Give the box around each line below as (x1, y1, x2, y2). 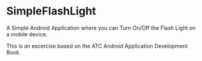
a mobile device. (6, 30, 47, 37)
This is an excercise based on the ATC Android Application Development (6, 42, 188, 50)
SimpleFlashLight (6, 4, 96, 18)
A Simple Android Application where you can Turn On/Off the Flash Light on (6, 24, 196, 31)
